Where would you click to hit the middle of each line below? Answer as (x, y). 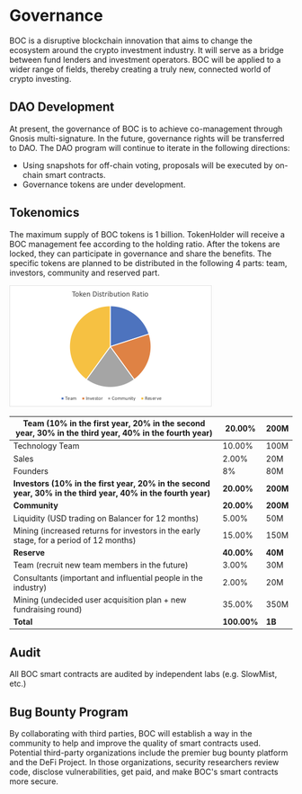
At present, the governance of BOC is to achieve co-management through (146, 129)
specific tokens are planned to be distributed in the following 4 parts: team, (148, 263)
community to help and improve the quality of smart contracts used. (135, 744)
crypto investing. (40, 78)
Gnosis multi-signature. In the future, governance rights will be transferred (147, 138)
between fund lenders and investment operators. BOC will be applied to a (145, 59)
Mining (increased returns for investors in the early (107, 531)
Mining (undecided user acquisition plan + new (100, 600)
